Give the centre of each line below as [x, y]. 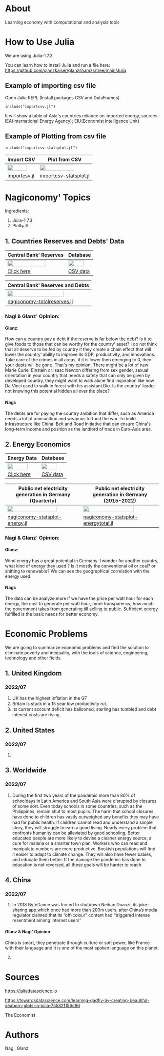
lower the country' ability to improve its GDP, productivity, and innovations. [80, 354]
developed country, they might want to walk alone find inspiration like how [80, 380]
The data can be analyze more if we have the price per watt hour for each [79, 598]
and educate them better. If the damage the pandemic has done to [79, 859]
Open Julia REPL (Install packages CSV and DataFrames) [62, 97]
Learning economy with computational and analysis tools [62, 22]
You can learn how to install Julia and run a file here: [58, 65]
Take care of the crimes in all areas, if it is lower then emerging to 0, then [78, 360]
